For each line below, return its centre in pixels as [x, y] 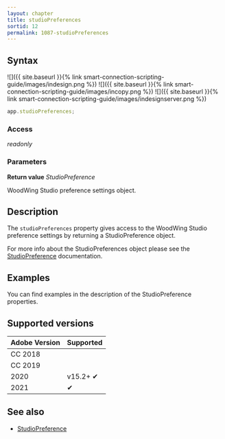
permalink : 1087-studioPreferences [58, 33]
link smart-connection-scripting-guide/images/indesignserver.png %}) [107, 99]
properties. [23, 302]
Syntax [23, 60]
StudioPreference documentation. [55, 256]
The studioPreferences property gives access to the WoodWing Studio [107, 228]
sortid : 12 [23, 26]
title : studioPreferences [44, 20]
